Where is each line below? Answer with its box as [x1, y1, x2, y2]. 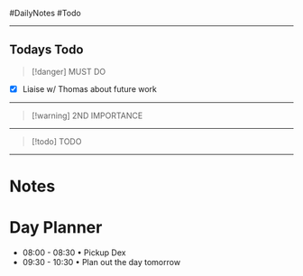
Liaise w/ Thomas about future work [22, 83, 158, 94]
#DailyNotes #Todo [9, 8, 81, 18]
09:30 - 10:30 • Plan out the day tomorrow [22, 257, 181, 267]
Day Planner [9, 217, 103, 238]
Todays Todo [9, 42, 84, 58]
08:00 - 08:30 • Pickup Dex [22, 247, 126, 258]
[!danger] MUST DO [31, 66, 106, 77]
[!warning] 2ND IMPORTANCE [31, 110, 143, 121]
